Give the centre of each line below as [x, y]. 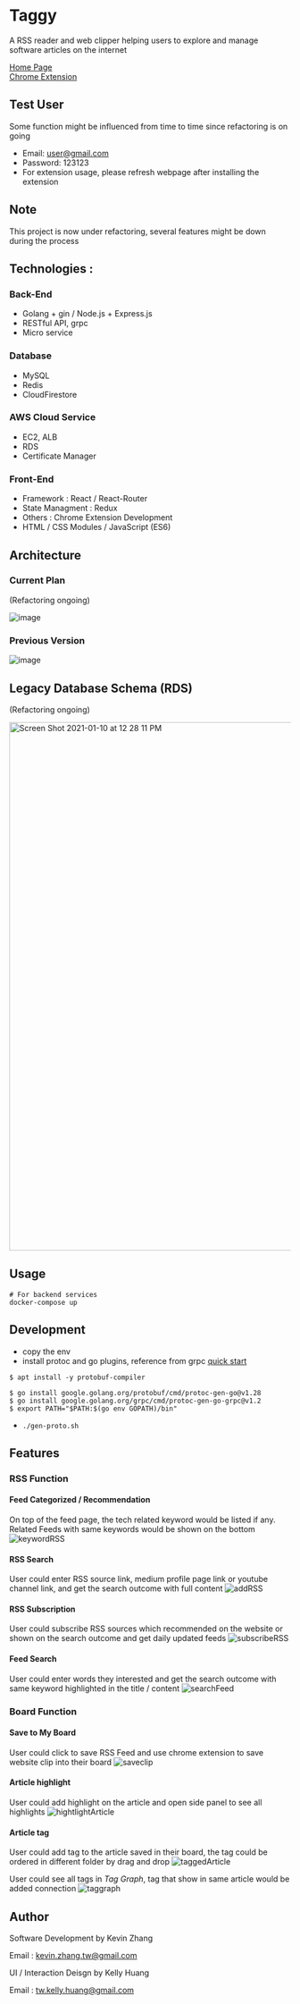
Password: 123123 [55, 163]
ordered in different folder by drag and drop [90, 1862]
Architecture [46, 555]
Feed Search [33, 1659]
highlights [28, 1812]
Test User [37, 105]
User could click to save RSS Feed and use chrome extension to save [137, 1752]
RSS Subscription [42, 1609]
